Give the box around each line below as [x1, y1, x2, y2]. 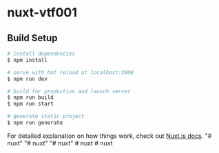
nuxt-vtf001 [7, 5, 77, 21]
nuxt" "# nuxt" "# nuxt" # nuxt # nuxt [7, 139, 113, 147]
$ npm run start [7, 101, 54, 108]
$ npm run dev [7, 75, 48, 82]
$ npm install [7, 56, 48, 63]
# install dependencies [7, 50, 76, 57]
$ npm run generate [7, 119, 63, 126]
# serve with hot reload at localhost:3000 [7, 69, 134, 76]
